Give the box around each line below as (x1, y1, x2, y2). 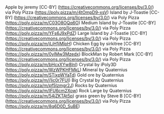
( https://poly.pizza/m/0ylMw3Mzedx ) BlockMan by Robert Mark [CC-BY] (5, 51, 153, 57)
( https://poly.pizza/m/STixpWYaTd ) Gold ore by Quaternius (5, 72, 125, 78)
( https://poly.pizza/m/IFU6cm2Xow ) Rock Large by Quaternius (5, 88, 132, 93)
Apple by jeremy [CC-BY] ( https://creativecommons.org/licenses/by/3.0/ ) (5, 4, 154, 10)
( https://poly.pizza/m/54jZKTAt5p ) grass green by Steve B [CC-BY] (5, 93, 141, 99)
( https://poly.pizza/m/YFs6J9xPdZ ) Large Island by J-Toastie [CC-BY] (5, 30, 148, 36)
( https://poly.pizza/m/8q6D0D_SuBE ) (5, 103, 80, 109)
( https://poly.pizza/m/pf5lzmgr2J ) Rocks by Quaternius (5, 83, 117, 88)
